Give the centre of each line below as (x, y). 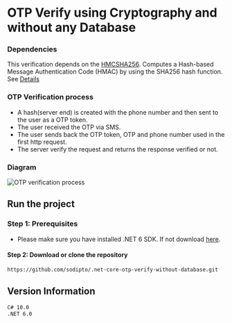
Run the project (41, 204)
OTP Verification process (50, 97)
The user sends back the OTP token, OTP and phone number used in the (121, 134)
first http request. (42, 142)
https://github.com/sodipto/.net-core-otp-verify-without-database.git (113, 270)
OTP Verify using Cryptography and (112, 13)
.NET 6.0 (20, 314)
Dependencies (32, 49)
